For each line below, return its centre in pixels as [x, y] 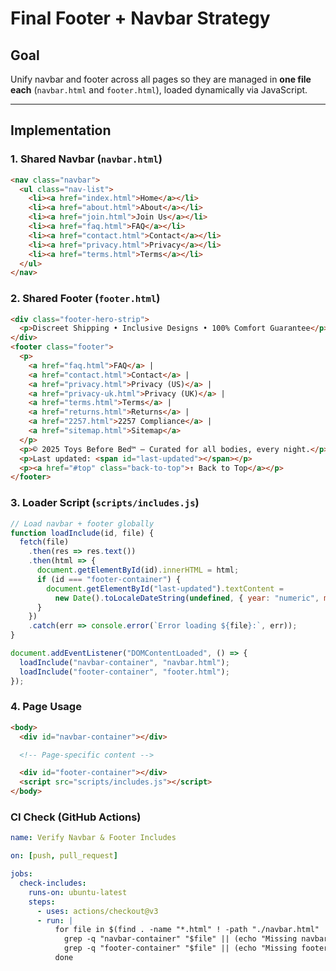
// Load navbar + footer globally [82, 523]
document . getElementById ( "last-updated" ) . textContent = [165, 588]
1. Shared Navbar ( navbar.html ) [86, 159]
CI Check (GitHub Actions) [76, 817]
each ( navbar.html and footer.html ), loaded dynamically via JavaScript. [159, 90]
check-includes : [53, 883]
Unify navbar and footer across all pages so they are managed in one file [161, 79]
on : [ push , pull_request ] [64, 856]
